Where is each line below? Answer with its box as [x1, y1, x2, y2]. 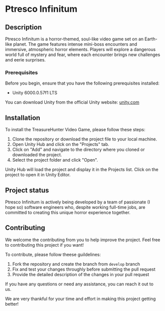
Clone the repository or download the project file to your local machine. [12, 136, 158, 142]
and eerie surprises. [5, 57, 46, 62]
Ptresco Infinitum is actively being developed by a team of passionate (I [5, 199, 150, 205]
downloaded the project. [12, 152, 63, 158]
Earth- [144, 36, 158, 42]
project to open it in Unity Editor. [5, 172, 71, 178]
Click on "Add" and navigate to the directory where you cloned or [12, 146, 145, 153]
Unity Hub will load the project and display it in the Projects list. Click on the [5, 167, 159, 172]
